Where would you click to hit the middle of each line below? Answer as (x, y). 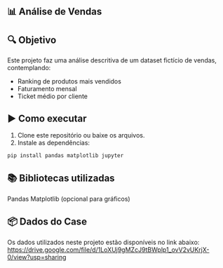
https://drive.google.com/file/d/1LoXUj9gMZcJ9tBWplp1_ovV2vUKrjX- (108, 249)
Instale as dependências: (53, 143)
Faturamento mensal (47, 89)
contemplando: (29, 68)
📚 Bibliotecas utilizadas (61, 179)
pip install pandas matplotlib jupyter (66, 156)
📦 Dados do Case (47, 222)
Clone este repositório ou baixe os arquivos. (81, 135)
